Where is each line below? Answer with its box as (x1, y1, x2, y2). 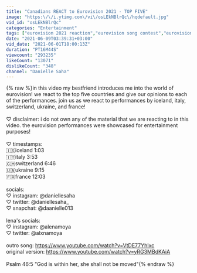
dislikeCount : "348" (6, 63, 57, 69)
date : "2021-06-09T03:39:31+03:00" (6, 36, 93, 42)
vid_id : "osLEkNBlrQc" (6, 19, 62, 25)
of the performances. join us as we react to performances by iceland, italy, (6, 97, 186, 104)
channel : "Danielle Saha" (6, 69, 69, 74)
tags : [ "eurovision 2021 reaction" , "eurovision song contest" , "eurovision (6, 30, 193, 36)
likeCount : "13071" (6, 57, 54, 63)
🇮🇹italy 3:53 (6, 153, 38, 161)
